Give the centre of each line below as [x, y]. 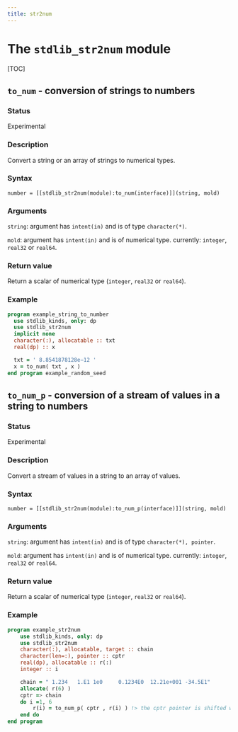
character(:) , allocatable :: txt [64, 341]
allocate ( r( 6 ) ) [46, 688]
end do [30, 715]
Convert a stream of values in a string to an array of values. [94, 476]
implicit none [34, 334]
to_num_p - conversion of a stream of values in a [114, 395]
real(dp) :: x [34, 348]
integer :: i [39, 670]
